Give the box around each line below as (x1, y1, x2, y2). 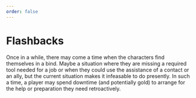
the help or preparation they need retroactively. (6, 85, 121, 92)
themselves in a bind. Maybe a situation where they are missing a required (6, 60, 187, 67)
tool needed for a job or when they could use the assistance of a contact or (6, 66, 190, 73)
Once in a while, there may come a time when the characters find (6, 54, 165, 61)
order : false (6, 8, 38, 15)
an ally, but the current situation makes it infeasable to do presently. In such (6, 72, 190, 80)
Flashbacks (6, 34, 64, 47)
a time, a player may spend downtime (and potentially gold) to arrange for (6, 79, 185, 86)
